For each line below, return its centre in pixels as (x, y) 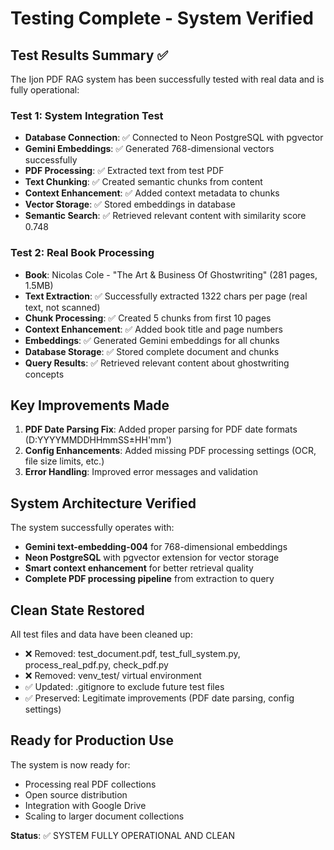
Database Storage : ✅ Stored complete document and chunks (152, 351)
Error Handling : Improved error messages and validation (141, 472)
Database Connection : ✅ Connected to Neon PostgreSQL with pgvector (174, 138)
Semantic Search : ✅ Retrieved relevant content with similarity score (165, 216)
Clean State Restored (77, 610)
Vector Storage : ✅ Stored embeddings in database (130, 204)
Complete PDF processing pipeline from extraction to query (149, 579)
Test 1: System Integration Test (87, 115)
